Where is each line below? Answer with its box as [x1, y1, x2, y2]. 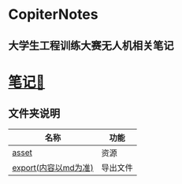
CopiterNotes [8, 6, 98, 24]
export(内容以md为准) [12, 162, 94, 173]
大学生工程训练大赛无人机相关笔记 [8, 39, 174, 52]
